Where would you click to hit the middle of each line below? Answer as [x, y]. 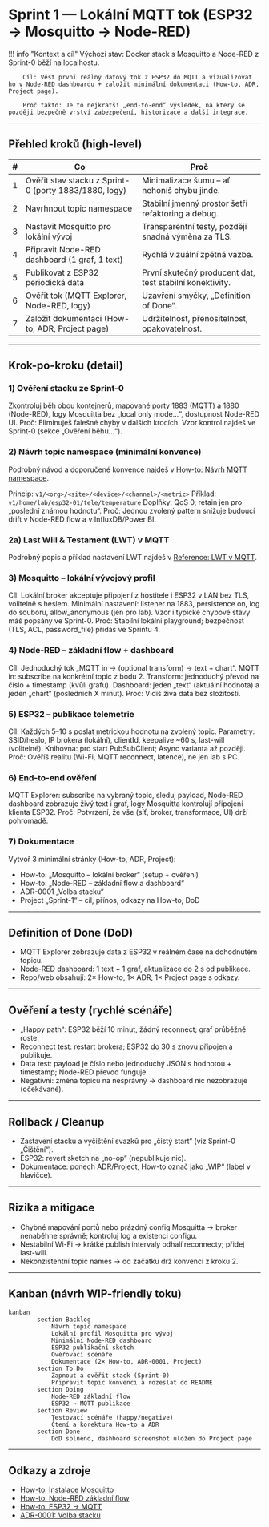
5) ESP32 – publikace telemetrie [71, 714]
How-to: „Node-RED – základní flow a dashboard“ [102, 883]
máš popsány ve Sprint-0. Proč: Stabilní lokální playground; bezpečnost [126, 621]
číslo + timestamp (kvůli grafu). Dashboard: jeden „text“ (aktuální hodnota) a [134, 685]
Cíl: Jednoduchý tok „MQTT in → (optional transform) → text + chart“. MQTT [134, 667]
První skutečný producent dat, [199, 272]
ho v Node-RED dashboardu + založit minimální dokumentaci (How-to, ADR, [134, 84]
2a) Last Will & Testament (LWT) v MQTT [89, 540]
